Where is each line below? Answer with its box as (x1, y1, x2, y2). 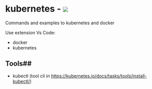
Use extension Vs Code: (5, 29, 56, 35)
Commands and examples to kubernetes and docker (5, 20, 115, 26)
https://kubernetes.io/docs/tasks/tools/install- (51, 73, 147, 79)
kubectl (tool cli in (12, 73, 50, 79)
